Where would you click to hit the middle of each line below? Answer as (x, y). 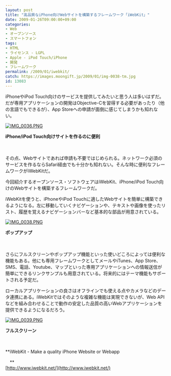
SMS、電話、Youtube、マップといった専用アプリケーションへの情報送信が (84, 267)
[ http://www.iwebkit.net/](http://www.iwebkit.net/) (58, 368)
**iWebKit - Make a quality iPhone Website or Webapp (63, 351)
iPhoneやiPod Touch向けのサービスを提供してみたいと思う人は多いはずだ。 (85, 96)
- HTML (12, 48)
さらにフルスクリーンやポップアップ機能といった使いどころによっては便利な (86, 254)
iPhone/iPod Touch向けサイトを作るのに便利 (53, 136)
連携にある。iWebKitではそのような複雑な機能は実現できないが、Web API (87, 297)
